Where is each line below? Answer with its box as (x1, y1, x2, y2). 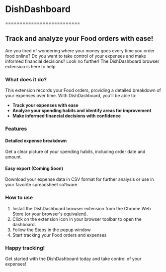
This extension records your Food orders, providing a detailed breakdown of (5, 87, 162, 93)
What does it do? (5, 76, 47, 83)
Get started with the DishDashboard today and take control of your (5, 256, 142, 262)
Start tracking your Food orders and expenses (12, 232, 107, 238)
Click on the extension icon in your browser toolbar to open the (12, 216, 142, 222)
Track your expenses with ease (12, 102, 79, 108)
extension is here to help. (5, 63, 57, 69)
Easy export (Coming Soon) (5, 165, 64, 171)
